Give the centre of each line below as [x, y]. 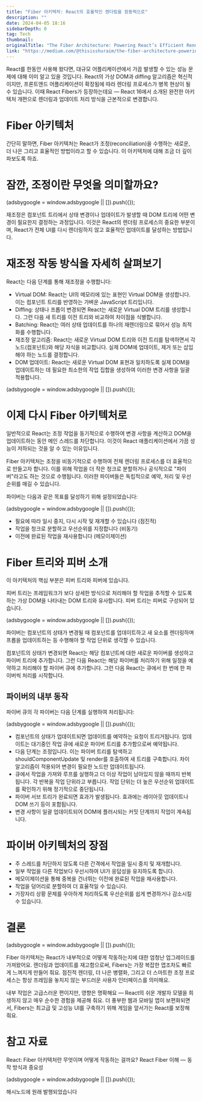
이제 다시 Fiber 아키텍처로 [67, 415]
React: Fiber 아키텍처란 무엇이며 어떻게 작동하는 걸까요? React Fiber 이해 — [96, 1060]
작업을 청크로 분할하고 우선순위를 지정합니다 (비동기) [76, 528]
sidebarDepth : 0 [26, 29]
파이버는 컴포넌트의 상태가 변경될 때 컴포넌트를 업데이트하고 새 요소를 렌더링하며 [100, 632]
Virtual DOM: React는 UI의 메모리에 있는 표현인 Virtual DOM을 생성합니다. [103, 294]
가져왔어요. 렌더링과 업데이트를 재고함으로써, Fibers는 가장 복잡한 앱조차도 [93, 965]
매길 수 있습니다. [41, 484]
